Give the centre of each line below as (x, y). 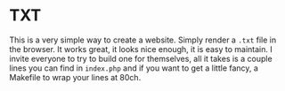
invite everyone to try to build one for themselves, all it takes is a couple (141, 58)
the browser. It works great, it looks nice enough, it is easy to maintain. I (141, 49)
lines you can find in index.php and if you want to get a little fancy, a (134, 68)
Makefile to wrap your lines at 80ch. (75, 77)
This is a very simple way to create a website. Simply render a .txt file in (143, 40)
